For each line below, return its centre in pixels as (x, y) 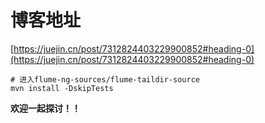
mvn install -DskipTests (62, 88)
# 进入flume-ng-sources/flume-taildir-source (105, 79)
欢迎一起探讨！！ (45, 108)
